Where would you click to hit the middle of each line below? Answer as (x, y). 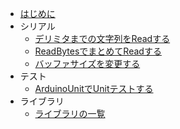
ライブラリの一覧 (70, 113)
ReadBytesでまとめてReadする (98, 51)
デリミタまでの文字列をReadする (102, 38)
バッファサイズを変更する (87, 63)
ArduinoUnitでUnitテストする (94, 88)
